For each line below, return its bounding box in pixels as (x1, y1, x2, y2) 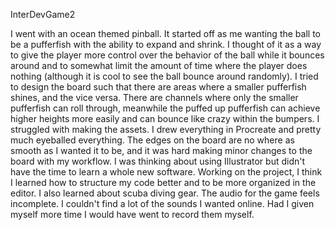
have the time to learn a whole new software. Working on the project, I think (10, 166, 323, 178)
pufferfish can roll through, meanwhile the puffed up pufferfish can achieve (10, 102, 321, 114)
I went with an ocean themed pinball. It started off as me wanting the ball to (10, 28, 321, 39)
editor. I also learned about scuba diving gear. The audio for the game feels (10, 187, 320, 199)
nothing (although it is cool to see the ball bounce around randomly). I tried (10, 70, 319, 82)
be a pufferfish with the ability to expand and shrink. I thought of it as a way (10, 39, 322, 50)
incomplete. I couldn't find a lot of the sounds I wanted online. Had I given (10, 198, 315, 209)
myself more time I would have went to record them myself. (10, 209, 255, 220)
